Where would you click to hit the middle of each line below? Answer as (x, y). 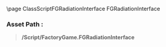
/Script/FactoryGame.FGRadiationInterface (78, 37)
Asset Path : (25, 24)
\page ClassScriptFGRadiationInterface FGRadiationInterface (83, 9)
